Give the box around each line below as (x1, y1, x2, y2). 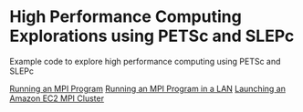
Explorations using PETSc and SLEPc (9, 25, 295, 46)
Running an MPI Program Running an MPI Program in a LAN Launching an (9, 83, 286, 94)
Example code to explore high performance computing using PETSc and (9, 56, 281, 66)
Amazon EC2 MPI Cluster (9, 93, 105, 104)
